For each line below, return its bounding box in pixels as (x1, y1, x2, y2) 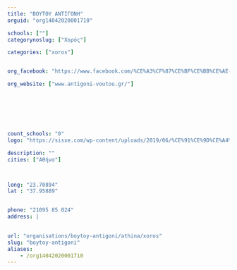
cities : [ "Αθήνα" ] (7, 156, 61, 163)
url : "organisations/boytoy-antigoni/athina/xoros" (7, 232, 162, 240)
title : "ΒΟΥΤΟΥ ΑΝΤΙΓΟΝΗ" (7, 10, 83, 18)
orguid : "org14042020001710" (7, 17, 93, 24)
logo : (7, 137, 23, 144)
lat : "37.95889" (7, 188, 59, 195)
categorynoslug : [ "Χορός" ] (7, 36, 87, 43)
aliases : (7, 245, 33, 252)
